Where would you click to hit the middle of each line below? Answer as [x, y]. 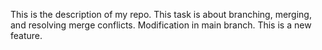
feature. [26, 35]
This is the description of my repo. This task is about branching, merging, [161, 14]
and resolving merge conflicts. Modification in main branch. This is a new [161, 25]
